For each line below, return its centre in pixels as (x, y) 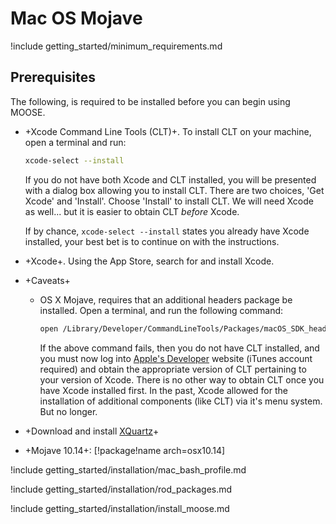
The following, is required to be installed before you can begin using (150, 101)
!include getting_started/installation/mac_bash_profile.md (128, 469)
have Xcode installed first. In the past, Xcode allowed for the (163, 390)
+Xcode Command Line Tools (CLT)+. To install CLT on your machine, (168, 131)
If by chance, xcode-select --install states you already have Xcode (167, 231)
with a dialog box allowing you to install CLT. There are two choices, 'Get (174, 190)
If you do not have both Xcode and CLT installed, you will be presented (170, 179)
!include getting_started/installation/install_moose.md (120, 508)
